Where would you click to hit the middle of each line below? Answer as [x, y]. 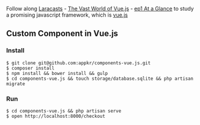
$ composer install [30, 68]
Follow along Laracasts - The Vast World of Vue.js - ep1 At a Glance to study [100, 9]
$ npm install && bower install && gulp [57, 73]
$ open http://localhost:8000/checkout [56, 116]
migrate [16, 84]
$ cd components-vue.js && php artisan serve [64, 111]
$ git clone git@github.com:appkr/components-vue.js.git [79, 63]
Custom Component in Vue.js [62, 34]
